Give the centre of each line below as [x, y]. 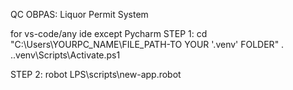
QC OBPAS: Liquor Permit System [79, 14]
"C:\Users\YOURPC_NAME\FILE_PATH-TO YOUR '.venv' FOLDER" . [147, 44]
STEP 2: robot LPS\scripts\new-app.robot [96, 74]
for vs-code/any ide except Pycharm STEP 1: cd [109, 33]
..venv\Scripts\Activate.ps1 [65, 55]
